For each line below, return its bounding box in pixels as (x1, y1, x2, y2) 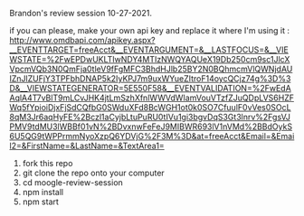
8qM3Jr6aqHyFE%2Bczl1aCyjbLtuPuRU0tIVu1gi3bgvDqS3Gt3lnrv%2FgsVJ (9, 112, 291, 122)
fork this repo (22, 158, 73, 168)
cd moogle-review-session (22, 177, 124, 188)
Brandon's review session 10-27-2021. (9, 8, 152, 18)
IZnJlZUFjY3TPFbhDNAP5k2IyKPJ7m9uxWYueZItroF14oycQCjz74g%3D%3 (9, 73, 291, 84)
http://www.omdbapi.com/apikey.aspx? (9, 35, 156, 45)
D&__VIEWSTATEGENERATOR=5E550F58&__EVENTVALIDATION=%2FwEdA (9, 83, 291, 93)
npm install (22, 187, 64, 197)
